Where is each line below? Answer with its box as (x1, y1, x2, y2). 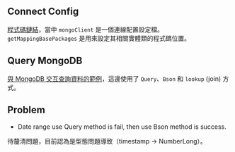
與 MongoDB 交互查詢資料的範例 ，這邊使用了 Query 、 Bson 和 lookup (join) (7, 74, 222, 83)
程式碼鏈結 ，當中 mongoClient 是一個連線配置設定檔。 (7, 25, 164, 34)
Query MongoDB (7, 55, 83, 67)
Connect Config (7, 6, 79, 18)
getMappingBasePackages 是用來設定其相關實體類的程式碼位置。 (7, 34, 191, 42)
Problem (7, 104, 46, 116)
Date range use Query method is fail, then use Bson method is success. (17, 122, 227, 131)
